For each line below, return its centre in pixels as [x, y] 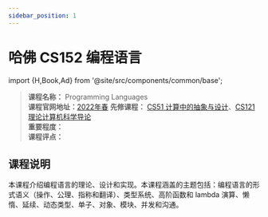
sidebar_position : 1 [43, 16]
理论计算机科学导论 [59, 116]
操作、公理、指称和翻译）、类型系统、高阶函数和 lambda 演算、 [139, 195]
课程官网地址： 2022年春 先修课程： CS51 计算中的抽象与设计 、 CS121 [141, 107]
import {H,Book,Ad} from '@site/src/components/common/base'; [116, 80]
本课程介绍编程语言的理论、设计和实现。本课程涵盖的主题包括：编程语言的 [130, 185]
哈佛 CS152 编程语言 [75, 57]
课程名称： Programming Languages [88, 97]
